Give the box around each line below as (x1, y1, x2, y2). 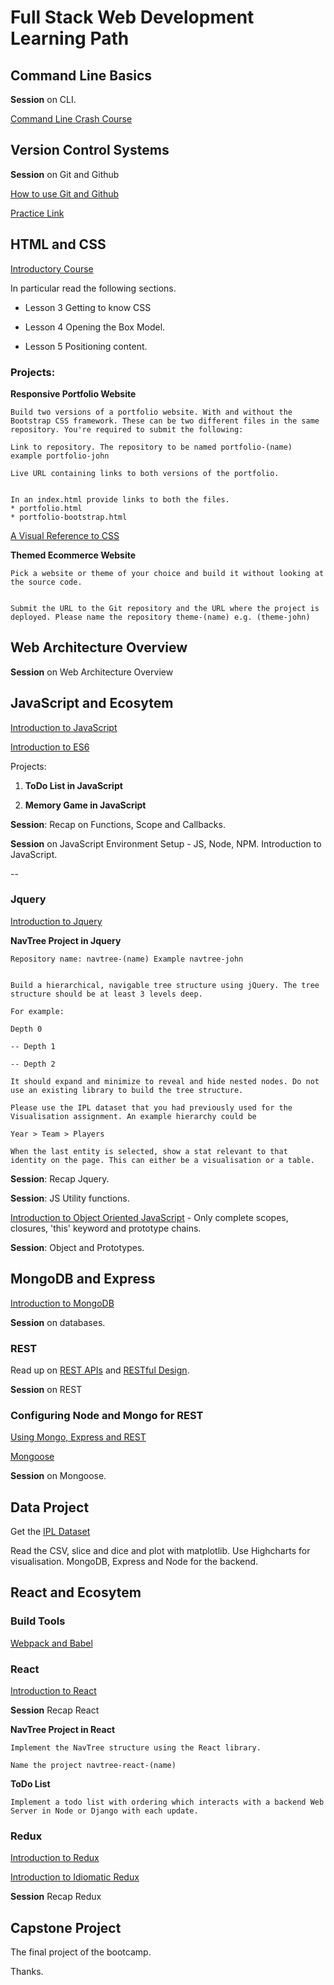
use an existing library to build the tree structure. (10, 1085, 244, 1095)
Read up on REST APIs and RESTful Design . (10, 1364, 190, 1376)
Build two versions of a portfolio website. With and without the (10, 407, 293, 417)
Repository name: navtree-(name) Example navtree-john (10, 954, 244, 964)
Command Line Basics (10, 67, 152, 84)
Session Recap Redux (10, 1891, 102, 1903)
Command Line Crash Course (10, 113, 133, 125)
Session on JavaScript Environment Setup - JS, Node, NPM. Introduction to (10, 837, 322, 850)
